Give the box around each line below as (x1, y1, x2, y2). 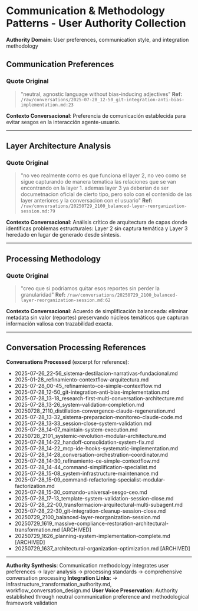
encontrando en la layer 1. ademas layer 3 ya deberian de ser (20, 184, 169, 192)
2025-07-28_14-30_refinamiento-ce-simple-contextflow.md (14, 457, 160, 464)
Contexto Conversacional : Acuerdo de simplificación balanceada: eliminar (6, 308, 189, 314)
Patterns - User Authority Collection (6, 16, 187, 30)
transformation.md (14, 526, 60, 533)
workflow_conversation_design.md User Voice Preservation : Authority (6, 587, 178, 594)
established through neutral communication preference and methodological (6, 593, 190, 600)
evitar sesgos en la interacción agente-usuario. (6, 118, 121, 125)
